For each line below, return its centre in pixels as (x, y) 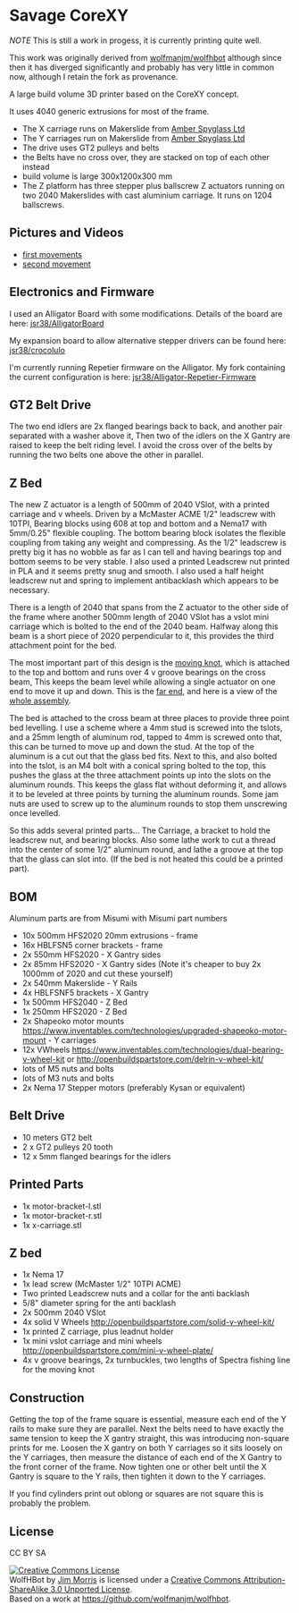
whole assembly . (40, 701)
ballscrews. (43, 204)
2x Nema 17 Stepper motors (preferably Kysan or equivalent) (133, 1087)
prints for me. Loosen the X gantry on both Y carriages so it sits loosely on (146, 1448)
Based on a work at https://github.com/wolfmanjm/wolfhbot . (120, 1599)
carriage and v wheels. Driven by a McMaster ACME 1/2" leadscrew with (142, 514)
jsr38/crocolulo (37, 350)
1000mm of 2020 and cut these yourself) (98, 973)
